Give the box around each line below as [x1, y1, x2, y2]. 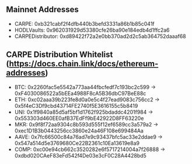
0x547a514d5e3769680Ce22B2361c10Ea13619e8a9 [14, 139, 140, 146]
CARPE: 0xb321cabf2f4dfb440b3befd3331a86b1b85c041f [14, 20, 155, 27]
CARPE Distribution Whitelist [6, 50, 113, 60]
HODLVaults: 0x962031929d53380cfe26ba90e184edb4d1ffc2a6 [14, 26, 170, 33]
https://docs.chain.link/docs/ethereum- [9, 59, 159, 69]
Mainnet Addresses [6, 5, 79, 15]
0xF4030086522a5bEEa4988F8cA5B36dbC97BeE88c [14, 90, 146, 97]
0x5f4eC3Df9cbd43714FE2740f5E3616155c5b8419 [14, 102, 138, 109]
